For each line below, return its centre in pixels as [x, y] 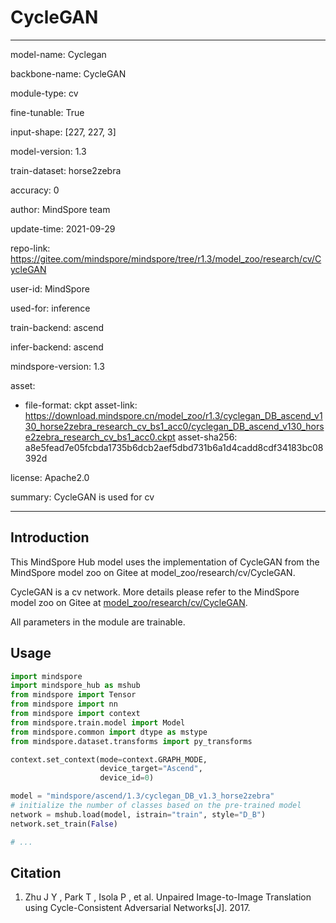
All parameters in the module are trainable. [98, 622]
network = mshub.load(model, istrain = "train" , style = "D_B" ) [138, 814]
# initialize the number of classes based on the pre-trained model [156, 806]
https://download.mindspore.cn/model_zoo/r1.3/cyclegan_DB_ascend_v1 [173, 415]
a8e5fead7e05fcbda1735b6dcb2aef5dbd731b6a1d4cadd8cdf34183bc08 [174, 447]
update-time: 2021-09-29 [63, 228]
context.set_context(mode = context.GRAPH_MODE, [109, 759]
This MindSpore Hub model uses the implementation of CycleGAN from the [165, 562]
